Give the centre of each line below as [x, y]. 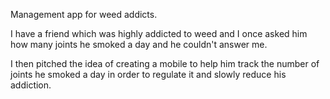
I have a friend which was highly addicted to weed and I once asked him [159, 33]
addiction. [31, 85]
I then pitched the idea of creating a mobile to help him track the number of [165, 63]
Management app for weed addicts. [84, 14]
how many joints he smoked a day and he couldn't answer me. [139, 44]
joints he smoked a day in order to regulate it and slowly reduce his [148, 74]
